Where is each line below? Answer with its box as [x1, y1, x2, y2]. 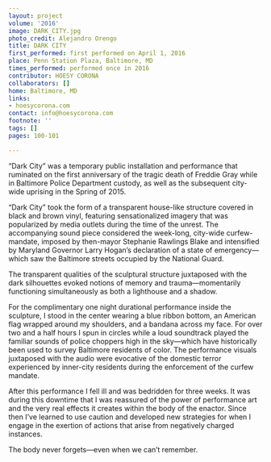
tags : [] [8, 124, 38, 132]
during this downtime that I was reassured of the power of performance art [8, 394, 257, 404]
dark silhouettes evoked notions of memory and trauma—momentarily [8, 277, 241, 287]
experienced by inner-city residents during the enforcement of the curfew [8, 362, 254, 372]
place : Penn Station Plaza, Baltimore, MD [8, 57, 153, 65]
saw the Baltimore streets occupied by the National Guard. [30, 253, 224, 263]
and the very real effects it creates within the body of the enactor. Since [8, 403, 248, 413]
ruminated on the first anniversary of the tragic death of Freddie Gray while [8, 169, 258, 179]
